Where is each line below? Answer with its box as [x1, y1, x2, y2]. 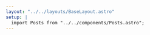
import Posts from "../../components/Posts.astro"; [11, 20, 145, 26]
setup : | [5, 14, 28, 20]
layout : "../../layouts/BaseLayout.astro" [5, 8, 115, 15]
